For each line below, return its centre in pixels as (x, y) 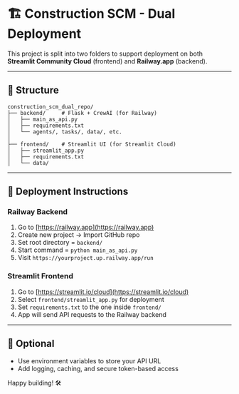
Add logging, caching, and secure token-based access (98, 368)
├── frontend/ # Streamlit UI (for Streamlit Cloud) (92, 144)
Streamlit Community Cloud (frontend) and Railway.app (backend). (107, 61)
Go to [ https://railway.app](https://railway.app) (86, 227)
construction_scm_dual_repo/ (51, 107)
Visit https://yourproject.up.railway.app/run (86, 258)
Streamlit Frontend (40, 276)
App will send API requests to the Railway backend (92, 314)
